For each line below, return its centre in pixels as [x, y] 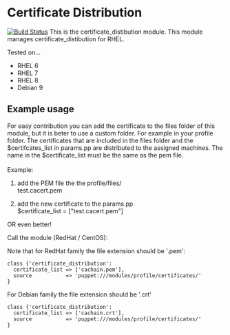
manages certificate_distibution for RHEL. [66, 39]
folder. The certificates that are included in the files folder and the [101, 140]
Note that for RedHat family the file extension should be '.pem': [96, 251]
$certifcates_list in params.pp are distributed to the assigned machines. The [115, 148]
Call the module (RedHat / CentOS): [57, 237]
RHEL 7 [28, 73]
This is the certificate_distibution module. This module [126, 32]
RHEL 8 [28, 80]
